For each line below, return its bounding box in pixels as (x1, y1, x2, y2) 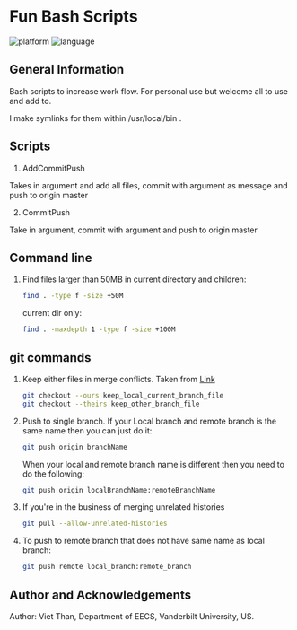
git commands (9, 350, 92, 365)
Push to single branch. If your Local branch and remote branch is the (22, 416, 276, 426)
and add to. (9, 95, 52, 106)
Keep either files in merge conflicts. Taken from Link (22, 373, 215, 384)
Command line (9, 249, 92, 266)
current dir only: (22, 308, 83, 319)
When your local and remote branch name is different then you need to (22, 459, 285, 469)
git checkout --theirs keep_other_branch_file (22, 399, 200, 408)
